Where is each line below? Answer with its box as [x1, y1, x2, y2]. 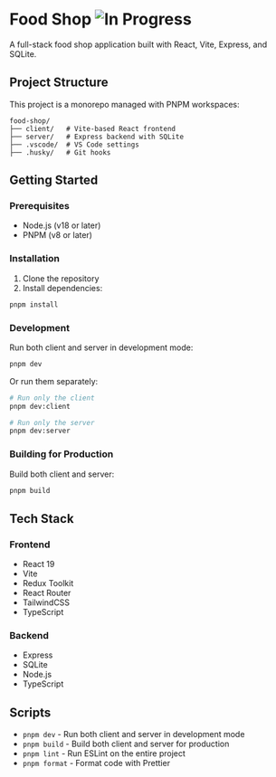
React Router [22, 588, 71, 599]
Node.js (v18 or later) [22, 220, 101, 231]
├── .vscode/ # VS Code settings [9, 140, 140, 149]
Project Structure [9, 75, 109, 90]
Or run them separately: [9, 375, 99, 386]
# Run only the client [9, 393, 95, 403]
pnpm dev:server [9, 426, 71, 436]
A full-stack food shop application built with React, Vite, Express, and [9, 39, 268, 50]
